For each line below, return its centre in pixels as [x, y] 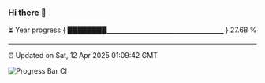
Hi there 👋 [28, 13]
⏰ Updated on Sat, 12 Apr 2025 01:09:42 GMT [83, 56]
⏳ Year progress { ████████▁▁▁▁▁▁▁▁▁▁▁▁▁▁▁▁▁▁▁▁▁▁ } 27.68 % [132, 30]
